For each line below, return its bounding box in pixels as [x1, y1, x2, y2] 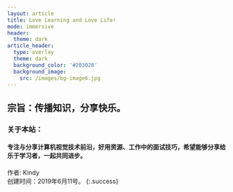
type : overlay [13, 49, 54, 56]
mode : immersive [7, 23, 54, 30]
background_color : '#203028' [13, 62, 98, 69]
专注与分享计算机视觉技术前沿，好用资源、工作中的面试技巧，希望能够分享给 [7, 143, 226, 151]
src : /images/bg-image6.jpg [19, 74, 101, 82]
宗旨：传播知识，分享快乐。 [7, 102, 126, 114]
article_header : [7, 42, 54, 49]
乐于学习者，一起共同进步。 [7, 152, 87, 160]
